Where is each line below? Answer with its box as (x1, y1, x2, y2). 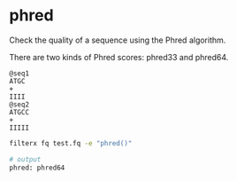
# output (9, 154, 42, 164)
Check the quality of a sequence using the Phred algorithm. (9, 35, 226, 45)
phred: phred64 (9, 163, 65, 172)
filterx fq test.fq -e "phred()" (9, 138, 133, 147)
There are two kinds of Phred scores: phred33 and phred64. (9, 51, 229, 62)
